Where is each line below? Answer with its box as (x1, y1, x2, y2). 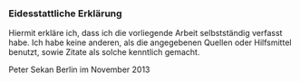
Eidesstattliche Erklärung (8, 7, 123, 20)
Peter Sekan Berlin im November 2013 (8, 64, 150, 75)
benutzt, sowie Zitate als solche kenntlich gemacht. (8, 47, 200, 58)
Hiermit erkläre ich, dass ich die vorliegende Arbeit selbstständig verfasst (8, 28, 283, 39)
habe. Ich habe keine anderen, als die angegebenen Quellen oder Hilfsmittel (8, 37, 292, 48)
